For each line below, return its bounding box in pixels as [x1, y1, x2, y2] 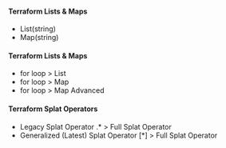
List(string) [19, 24, 56, 34]
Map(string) [19, 33, 59, 42]
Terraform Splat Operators [8, 104, 98, 114]
